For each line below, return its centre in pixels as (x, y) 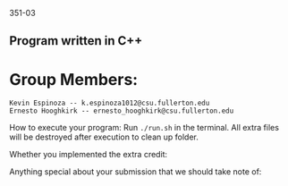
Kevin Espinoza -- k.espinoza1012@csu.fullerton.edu (110, 103)
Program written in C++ (76, 41)
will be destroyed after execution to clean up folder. (104, 137)
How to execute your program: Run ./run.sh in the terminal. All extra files (144, 128)
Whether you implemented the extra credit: (89, 155)
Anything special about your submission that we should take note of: (136, 172)
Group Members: (74, 79)
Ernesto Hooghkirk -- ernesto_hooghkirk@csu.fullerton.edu (122, 111)
